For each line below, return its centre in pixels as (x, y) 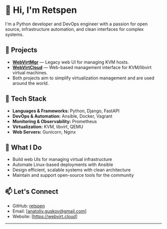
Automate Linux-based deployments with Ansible (63, 165)
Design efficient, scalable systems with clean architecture (71, 170)
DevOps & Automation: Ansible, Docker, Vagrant (62, 116)
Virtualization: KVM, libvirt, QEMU (48, 127)
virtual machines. (30, 73)
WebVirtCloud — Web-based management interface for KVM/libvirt (82, 67)
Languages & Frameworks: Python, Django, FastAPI (66, 111)
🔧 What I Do (24, 147)
